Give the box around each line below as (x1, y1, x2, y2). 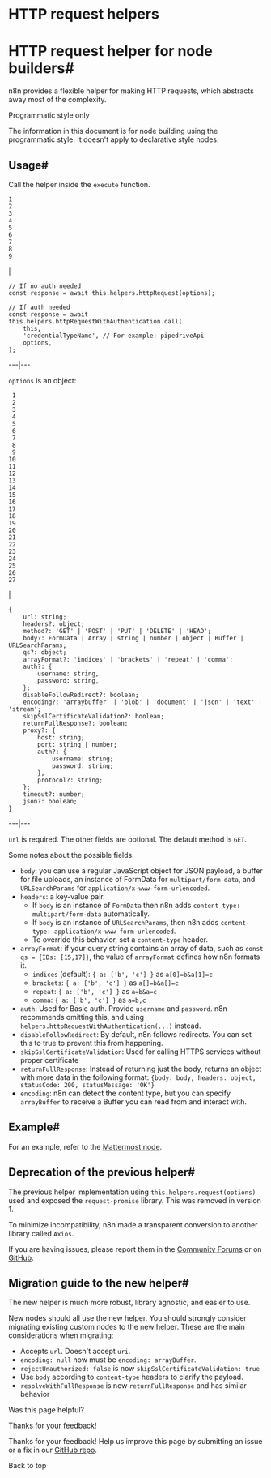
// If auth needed (8, 303, 70, 311)
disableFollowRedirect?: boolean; (23, 691, 139, 699)
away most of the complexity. (8, 95, 107, 105)
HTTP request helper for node (8, 42, 213, 61)
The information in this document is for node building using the (8, 126, 218, 136)
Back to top (8, 1461, 47, 1471)
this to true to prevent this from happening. (19, 1038, 163, 1047)
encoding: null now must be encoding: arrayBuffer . (19, 1355, 197, 1364)
